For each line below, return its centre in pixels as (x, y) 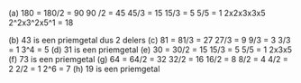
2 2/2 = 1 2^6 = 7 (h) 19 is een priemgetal (84, 69)
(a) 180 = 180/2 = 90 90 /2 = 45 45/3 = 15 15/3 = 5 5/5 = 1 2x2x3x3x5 (137, 13)
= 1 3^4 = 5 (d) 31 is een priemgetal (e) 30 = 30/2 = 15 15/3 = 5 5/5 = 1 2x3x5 (150, 50)
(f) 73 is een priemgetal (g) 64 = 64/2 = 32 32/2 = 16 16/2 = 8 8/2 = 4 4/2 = (149, 59)
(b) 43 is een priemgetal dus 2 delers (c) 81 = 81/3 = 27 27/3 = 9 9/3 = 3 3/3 (150, 40)
